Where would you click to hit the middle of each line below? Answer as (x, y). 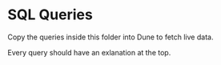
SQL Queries (50, 15)
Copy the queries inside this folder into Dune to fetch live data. (110, 37)
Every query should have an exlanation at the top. (89, 52)
